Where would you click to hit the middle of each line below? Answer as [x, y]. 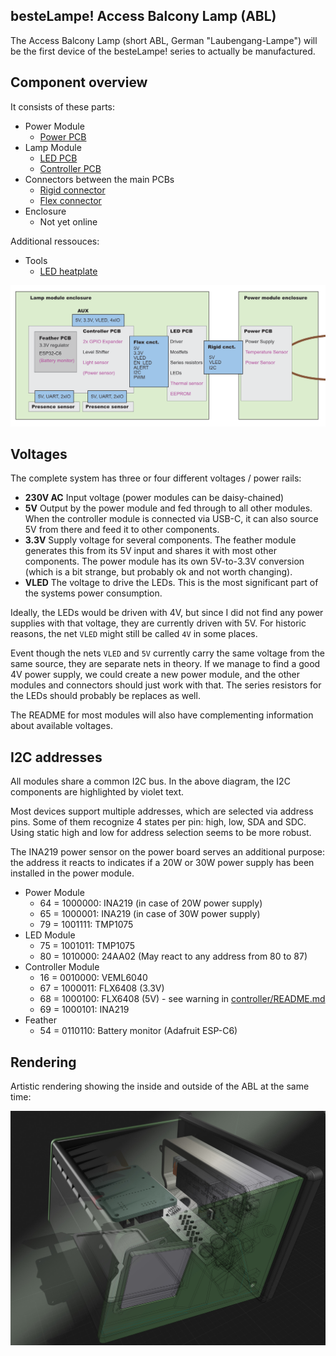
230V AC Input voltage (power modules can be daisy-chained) [154, 498]
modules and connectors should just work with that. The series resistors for [166, 685]
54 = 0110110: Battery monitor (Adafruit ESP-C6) [138, 1031]
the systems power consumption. [93, 593]
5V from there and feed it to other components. [122, 530]
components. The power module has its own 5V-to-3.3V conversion [164, 561]
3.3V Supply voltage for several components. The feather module [160, 540]
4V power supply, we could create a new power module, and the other [155, 675]
